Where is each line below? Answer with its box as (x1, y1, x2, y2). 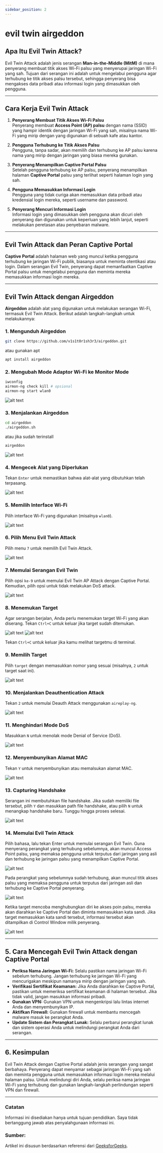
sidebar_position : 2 (5, 7, 47, 12)
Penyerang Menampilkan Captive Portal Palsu (12, 162, 107, 168)
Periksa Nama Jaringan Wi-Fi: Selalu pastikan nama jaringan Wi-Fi (12, 968, 147, 974)
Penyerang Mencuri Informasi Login (12, 207, 86, 212)
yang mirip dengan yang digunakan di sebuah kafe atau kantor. (16, 133, 143, 139)
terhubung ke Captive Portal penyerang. (5, 885, 85, 891)
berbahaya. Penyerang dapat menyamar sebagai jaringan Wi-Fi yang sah (5, 1066, 151, 1072)
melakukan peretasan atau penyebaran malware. (12, 222, 110, 228)
